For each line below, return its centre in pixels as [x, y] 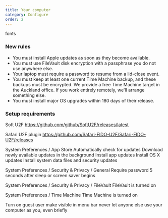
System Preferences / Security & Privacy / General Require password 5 [79, 170]
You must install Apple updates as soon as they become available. [81, 58]
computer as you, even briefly [36, 210]
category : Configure [27, 15]
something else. [29, 95]
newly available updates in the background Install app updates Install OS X [83, 155]
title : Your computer [28, 10]
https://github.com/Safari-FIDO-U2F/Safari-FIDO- [94, 134]
